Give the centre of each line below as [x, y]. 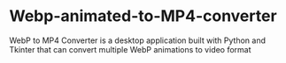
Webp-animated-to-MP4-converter [143, 16]
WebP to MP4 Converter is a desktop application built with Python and [137, 40]
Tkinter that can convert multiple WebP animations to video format [130, 49]
